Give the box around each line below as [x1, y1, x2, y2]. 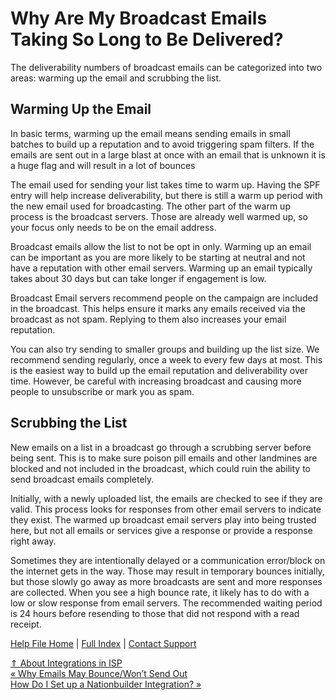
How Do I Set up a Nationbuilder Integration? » [10, 678, 202, 690]
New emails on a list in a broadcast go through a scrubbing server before [10, 441, 312, 453]
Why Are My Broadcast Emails [10, 7, 268, 30]
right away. [10, 535, 57, 547]
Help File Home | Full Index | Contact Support [10, 637, 197, 649]
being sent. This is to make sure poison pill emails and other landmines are [10, 452, 318, 464]
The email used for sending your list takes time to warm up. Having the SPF [10, 178, 321, 191]
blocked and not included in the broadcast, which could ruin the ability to [10, 462, 311, 474]
